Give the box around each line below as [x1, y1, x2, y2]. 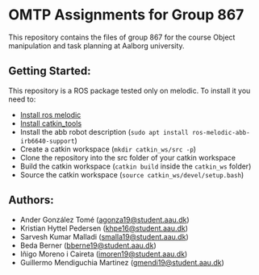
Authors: [8, 194, 54, 207]
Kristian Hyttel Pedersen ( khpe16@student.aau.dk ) [19, 223, 188, 233]
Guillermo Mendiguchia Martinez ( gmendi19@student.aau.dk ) [19, 257, 224, 267]
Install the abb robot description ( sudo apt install [19, 127, 189, 136]
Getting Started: [8, 65, 91, 78]
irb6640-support [19, 137, 75, 145]
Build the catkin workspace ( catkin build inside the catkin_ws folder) [19, 161, 252, 171]
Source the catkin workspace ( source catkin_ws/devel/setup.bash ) [19, 169, 244, 179]
